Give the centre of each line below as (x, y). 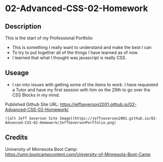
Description (23, 26)
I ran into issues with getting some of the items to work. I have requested (85, 84)
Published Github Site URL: (32, 104)
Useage (17, 73)
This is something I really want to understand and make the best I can (82, 47)
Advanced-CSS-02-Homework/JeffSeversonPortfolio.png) (61, 122)
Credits (17, 138)
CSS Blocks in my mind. (36, 95)
